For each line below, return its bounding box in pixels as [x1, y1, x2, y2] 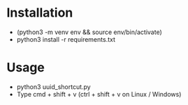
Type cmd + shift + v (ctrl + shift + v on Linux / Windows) [16, 90, 182, 98]
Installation [6, 5, 73, 21]
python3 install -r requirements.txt [16, 35, 116, 43]
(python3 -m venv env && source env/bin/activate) [16, 28, 162, 36]
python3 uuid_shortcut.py [16, 82, 92, 91]
